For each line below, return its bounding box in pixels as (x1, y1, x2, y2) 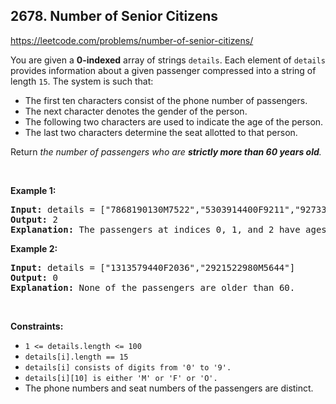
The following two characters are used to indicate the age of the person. (24, 115, 324, 128)
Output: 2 (10, 214, 58, 225)
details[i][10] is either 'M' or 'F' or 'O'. (24, 373, 218, 383)
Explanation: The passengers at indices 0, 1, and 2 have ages (10, 224, 327, 235)
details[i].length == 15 (24, 352, 129, 362)
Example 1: (10, 184, 57, 196)
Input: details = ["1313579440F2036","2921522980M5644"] (10, 262, 296, 273)
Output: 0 (10, 272, 58, 283)
